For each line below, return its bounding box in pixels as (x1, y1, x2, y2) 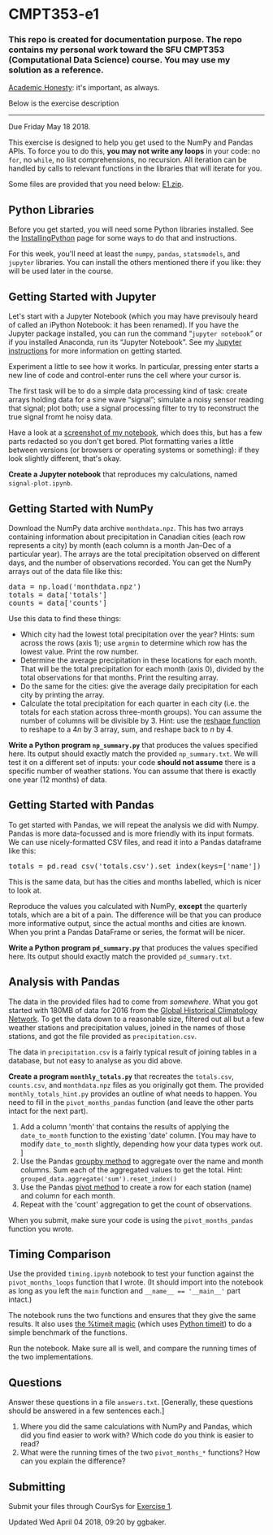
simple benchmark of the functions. (8, 1328, 128, 1337)
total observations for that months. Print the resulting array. (19, 672, 219, 682)
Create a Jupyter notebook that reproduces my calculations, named (8, 469, 238, 480)
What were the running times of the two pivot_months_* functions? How (19, 1448, 261, 1458)
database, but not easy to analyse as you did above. (8, 1055, 183, 1065)
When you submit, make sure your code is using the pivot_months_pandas (8, 1215, 253, 1224)
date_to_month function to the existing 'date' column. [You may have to (19, 1130, 257, 1140)
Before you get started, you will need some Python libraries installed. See (8, 224, 254, 234)
